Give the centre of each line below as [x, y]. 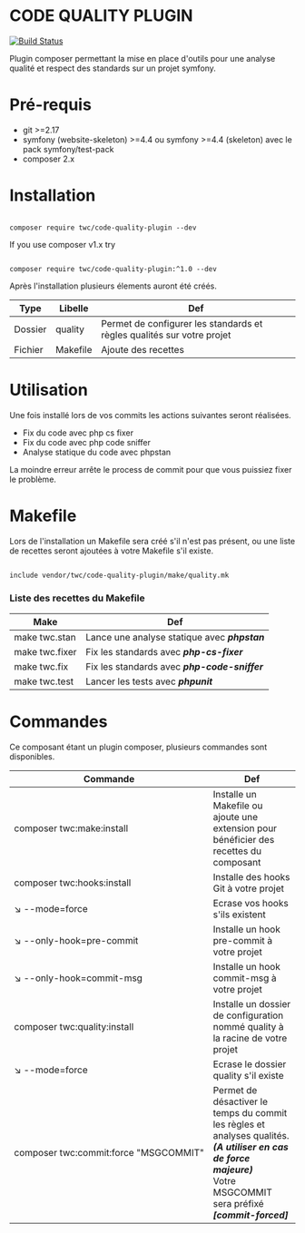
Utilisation [49, 390]
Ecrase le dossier [250, 1064]
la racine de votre [250, 1038]
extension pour [245, 828]
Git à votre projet [248, 888]
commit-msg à [245, 978]
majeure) [233, 1169]
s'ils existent [239, 915]
